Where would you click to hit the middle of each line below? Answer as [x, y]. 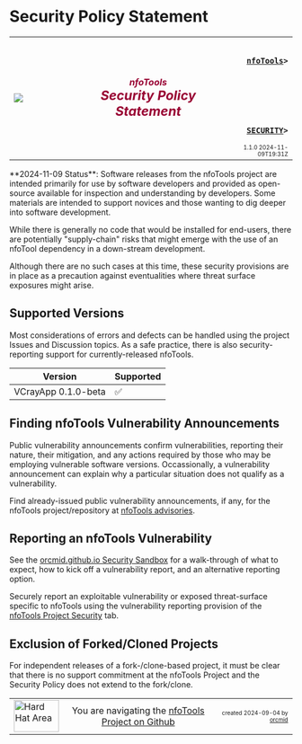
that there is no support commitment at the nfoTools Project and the [135, 675]
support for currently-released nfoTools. [120, 354]
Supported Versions [67, 313]
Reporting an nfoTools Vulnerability [111, 538]
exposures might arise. [52, 285]
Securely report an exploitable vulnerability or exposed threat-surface [138, 597]
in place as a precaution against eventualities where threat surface [133, 275]
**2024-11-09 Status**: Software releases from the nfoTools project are [143, 173]
